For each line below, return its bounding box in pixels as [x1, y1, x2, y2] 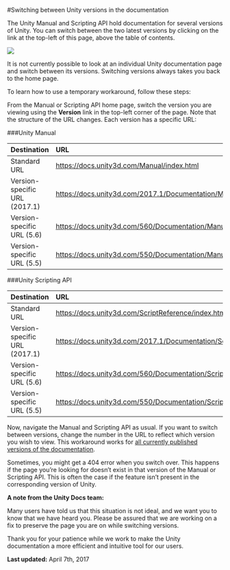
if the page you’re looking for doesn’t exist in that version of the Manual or [7, 466, 216, 473]
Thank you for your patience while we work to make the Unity [7, 534, 181, 543]
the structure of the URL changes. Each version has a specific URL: [7, 116, 197, 123]
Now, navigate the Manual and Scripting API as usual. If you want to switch [7, 423, 218, 431]
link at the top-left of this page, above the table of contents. [7, 34, 175, 42]
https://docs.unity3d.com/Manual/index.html [55, 161, 199, 170]
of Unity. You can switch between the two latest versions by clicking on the [7, 27, 219, 34]
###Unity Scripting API [7, 276, 72, 284]
